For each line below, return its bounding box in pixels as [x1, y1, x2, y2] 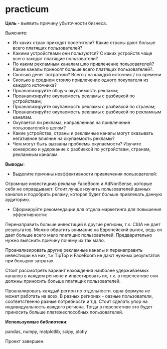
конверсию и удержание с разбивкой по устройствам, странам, [12, 146, 151, 152]
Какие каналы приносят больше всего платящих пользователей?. [12, 66, 154, 72]
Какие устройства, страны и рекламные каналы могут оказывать [12, 130, 154, 136]
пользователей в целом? [12, 124, 66, 131]
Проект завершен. [5, 338, 45, 344]
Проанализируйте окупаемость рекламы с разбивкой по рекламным [12, 109, 161, 115]
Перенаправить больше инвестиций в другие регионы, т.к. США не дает [5, 221, 161, 227]
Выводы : [5, 161, 25, 167]
